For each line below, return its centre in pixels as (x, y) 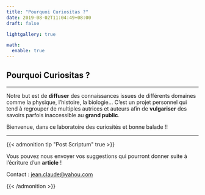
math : (13, 45)
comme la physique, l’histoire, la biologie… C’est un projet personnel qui (97, 102)
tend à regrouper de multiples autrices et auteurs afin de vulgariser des (97, 108)
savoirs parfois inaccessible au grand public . (63, 115)
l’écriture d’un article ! (34, 162)
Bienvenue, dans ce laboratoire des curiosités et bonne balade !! (87, 127)
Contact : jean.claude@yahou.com (50, 174)
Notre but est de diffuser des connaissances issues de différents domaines (101, 95)
